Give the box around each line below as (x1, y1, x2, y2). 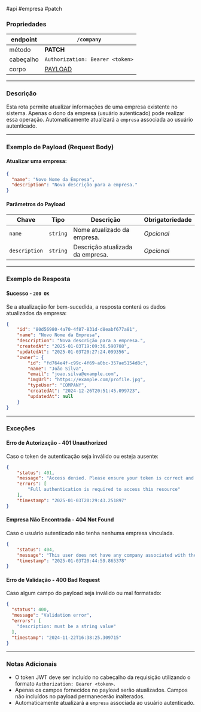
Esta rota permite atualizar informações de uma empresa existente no (6, 103, 178, 110)
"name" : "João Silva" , (28, 366, 84, 372)
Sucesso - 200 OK (6, 289, 50, 297)
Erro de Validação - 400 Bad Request (6, 576, 100, 583)
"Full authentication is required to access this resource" (28, 487, 181, 493)
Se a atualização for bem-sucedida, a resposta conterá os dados (6, 303, 166, 310)
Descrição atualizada (73, 243, 133, 251)
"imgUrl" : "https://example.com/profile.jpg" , (28, 377, 146, 383)
